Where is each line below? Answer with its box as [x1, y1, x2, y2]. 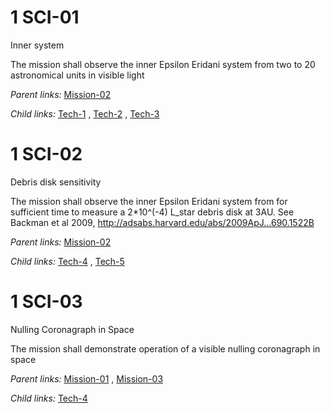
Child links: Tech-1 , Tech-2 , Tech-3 [10, 107, 160, 120]
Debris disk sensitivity [10, 176, 102, 188]
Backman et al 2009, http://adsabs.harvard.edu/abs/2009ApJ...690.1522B [10, 216, 315, 228]
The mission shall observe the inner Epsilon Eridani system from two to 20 [10, 58, 316, 70]
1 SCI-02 [10, 143, 83, 166]
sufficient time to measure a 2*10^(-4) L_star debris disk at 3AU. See [10, 206, 295, 218]
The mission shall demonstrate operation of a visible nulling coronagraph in [10, 342, 321, 355]
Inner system [10, 39, 65, 51]
